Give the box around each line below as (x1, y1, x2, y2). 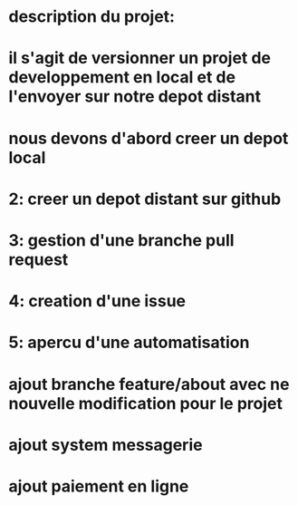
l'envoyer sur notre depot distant (8, 86, 262, 107)
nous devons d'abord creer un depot (8, 128, 289, 149)
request (8, 249, 69, 269)
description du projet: (8, 6, 176, 27)
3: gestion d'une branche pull (8, 229, 235, 250)
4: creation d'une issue (8, 291, 187, 312)
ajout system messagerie (8, 434, 203, 455)
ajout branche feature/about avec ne (8, 374, 290, 394)
